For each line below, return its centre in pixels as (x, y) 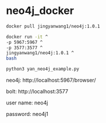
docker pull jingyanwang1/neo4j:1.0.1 (53, 26)
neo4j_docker (40, 11)
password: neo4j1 (27, 114)
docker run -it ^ (27, 37)
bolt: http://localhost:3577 (37, 92)
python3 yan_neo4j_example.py (43, 69)
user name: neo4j (27, 103)
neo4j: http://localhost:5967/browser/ (51, 80)
